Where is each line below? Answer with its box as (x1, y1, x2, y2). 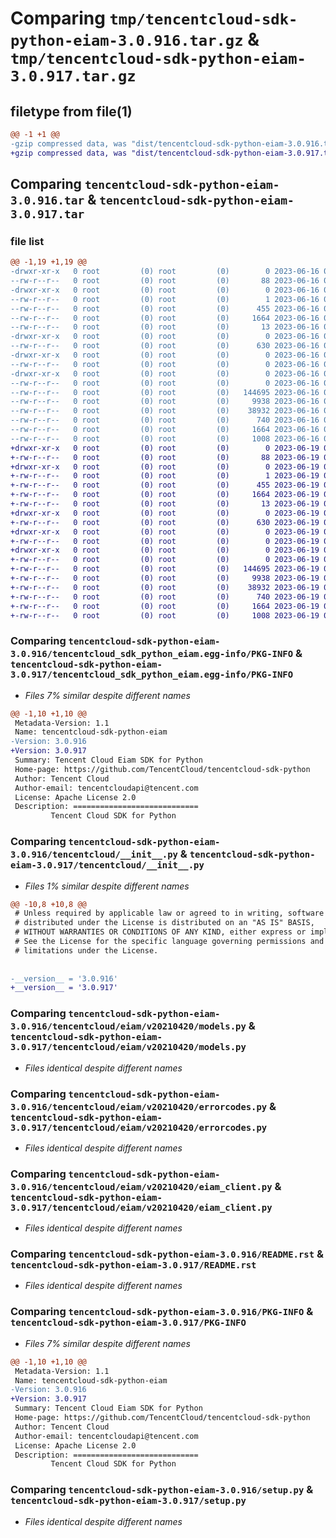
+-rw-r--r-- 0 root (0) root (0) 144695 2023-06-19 (10, 564, 320, 574)
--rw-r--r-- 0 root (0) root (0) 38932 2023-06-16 (10, 406, 320, 416)
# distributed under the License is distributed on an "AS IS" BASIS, (14, 918, 315, 928)
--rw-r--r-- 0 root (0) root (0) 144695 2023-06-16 (10, 387, 320, 397)
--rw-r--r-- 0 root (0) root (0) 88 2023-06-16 (10, 276, 320, 286)
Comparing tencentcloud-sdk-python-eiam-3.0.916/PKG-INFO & (10, 1305, 314, 1319)
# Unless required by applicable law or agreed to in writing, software (14, 908, 325, 919)
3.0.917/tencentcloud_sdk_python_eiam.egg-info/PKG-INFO (10, 669, 294, 681)
